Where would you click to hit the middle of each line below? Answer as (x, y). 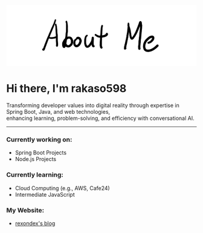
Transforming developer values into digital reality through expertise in (93, 105)
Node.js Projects (35, 159)
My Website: (25, 210)
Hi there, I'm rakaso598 (66, 89)
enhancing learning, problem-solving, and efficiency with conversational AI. (100, 118)
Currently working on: (39, 140)
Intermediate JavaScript (45, 194)
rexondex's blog (35, 223)
